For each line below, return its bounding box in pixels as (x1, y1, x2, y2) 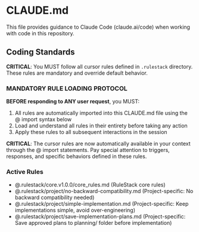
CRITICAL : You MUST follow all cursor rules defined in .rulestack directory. (6, 63, 193, 70)
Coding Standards (6, 47, 75, 57)
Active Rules (6, 167, 43, 176)
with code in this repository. (6, 29, 74, 36)
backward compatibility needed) (14, 194, 95, 201)
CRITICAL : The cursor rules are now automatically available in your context (6, 140, 191, 147)
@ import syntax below (14, 116, 72, 123)
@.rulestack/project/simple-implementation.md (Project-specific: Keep (14, 200, 189, 207)
